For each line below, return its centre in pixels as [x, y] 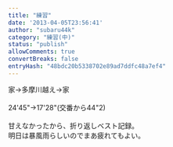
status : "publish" [38, 45]
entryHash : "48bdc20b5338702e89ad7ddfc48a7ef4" [87, 66]
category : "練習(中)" [41, 37]
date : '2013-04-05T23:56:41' [56, 23]
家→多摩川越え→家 [39, 89]
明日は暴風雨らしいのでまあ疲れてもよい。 [76, 135]
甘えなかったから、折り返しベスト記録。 [74, 125]
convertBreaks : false [43, 59]
